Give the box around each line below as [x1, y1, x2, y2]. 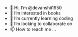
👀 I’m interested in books [9, 10, 61, 16]
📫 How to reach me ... [9, 26, 56, 32]
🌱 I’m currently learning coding [9, 15, 74, 21]
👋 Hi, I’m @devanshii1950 [9, 5, 62, 10]
